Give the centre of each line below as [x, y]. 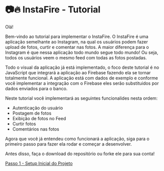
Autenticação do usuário [38, 108]
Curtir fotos [24, 124]
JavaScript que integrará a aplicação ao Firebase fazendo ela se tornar [78, 72]
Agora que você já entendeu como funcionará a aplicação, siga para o [77, 139]
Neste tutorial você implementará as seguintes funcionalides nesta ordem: [82, 98]
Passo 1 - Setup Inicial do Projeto [39, 163]
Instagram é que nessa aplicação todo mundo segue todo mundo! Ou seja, [82, 52]
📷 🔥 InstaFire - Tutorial [53, 10]
